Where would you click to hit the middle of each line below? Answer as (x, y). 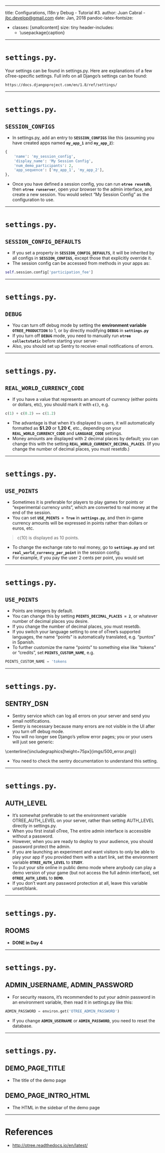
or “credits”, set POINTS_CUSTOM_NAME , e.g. (53, 652)
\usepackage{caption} (42, 33)
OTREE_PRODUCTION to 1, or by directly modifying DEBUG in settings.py (80, 331)
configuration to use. (33, 200)
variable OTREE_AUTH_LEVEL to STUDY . (48, 862)
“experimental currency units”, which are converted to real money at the (85, 507)
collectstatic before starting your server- (55, 341)
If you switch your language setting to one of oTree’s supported (76, 631)
